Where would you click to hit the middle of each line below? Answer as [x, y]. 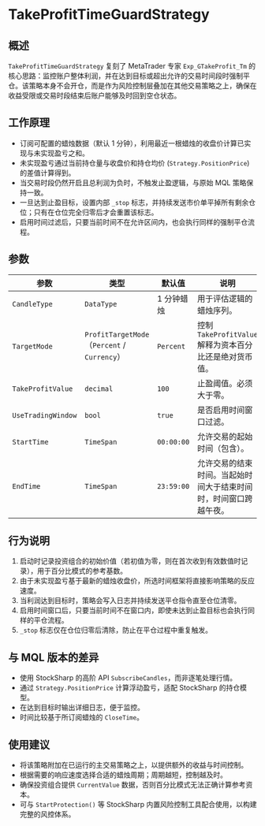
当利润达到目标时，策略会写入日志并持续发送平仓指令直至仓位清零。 [130, 601]
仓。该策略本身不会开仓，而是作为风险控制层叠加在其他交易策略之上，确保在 [132, 86]
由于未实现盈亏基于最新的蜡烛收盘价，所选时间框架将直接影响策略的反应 [137, 581]
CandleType [32, 304]
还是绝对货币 [229, 356]
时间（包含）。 [223, 448]
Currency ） [105, 356]
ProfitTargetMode [117, 334]
